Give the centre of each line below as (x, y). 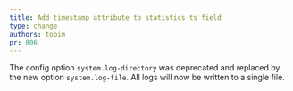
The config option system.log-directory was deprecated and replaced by (145, 68)
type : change (33, 26)
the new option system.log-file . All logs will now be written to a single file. (147, 78)
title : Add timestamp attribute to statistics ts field (115, 17)
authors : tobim (38, 34)
